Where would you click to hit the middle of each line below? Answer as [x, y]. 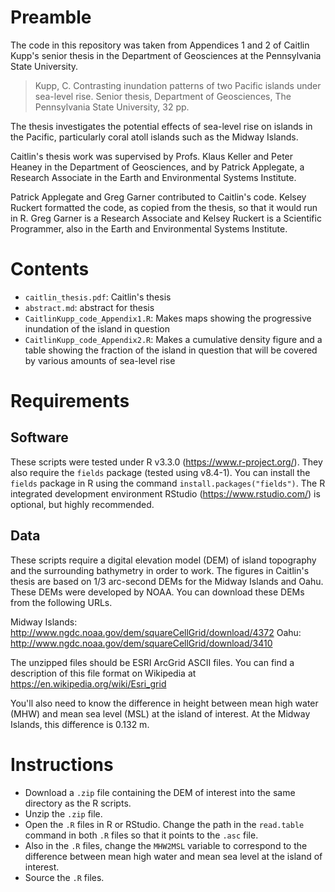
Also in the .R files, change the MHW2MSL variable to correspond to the [166, 845]
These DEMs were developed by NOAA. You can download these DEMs [157, 592]
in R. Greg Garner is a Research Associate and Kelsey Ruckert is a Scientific [166, 218]
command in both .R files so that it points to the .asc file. [141, 835]
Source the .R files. [64, 877]
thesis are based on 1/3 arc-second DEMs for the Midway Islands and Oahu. [167, 581]
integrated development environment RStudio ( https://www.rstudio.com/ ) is [165, 493]
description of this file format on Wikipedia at [103, 673]
